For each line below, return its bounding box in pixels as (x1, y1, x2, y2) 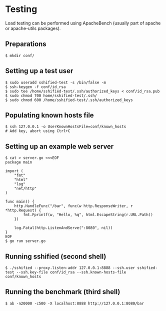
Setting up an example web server (5, 142, 114, 150)
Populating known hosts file (5, 111, 94, 119)
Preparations (5, 40, 46, 48)
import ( (5, 168, 23, 173)
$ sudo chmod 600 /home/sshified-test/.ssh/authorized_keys (5, 97, 133, 102)
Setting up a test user (5, 66, 73, 75)
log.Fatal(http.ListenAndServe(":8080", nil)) (14, 225, 113, 230)
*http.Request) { (5, 208, 41, 213)
